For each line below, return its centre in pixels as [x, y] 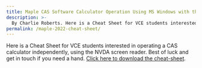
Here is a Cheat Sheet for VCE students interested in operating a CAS [92, 46]
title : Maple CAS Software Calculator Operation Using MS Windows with [98, 12]
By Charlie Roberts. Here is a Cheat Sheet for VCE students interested [105, 23]
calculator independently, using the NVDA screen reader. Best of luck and [97, 52]
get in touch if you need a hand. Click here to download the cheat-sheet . [96, 58]
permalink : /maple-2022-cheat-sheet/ [54, 29]
